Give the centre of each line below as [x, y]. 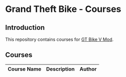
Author [88, 69]
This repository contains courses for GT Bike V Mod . [59, 39]
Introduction [25, 28]
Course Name [25, 69]
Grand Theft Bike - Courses [63, 9]
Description [60, 69]
